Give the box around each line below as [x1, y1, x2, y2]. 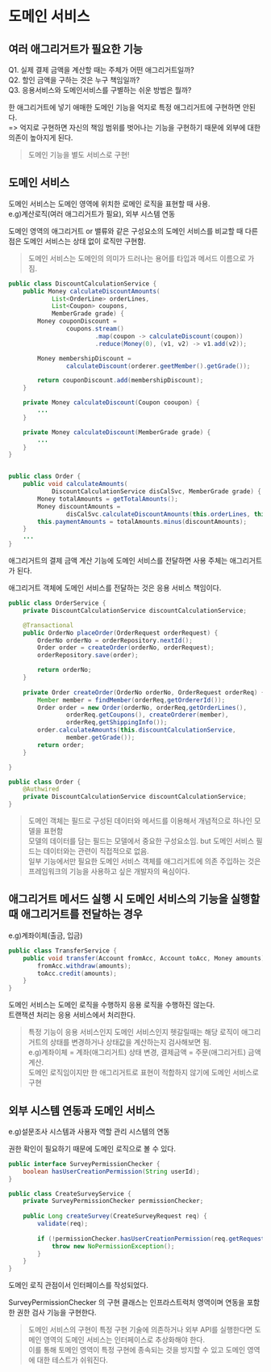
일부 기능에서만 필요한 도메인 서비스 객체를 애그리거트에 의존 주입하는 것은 [27, 856, 261, 866]
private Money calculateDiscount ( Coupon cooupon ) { [23, 399, 200, 407]
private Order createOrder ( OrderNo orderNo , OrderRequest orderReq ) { [23, 688, 265, 696]
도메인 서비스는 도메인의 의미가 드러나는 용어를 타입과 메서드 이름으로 [27, 253, 246, 263]
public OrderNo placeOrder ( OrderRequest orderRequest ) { [23, 628, 219, 637]
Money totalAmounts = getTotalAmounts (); [37, 495, 179, 503]
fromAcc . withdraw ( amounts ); [37, 961, 131, 970]
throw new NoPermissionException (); [51, 1242, 175, 1250]
